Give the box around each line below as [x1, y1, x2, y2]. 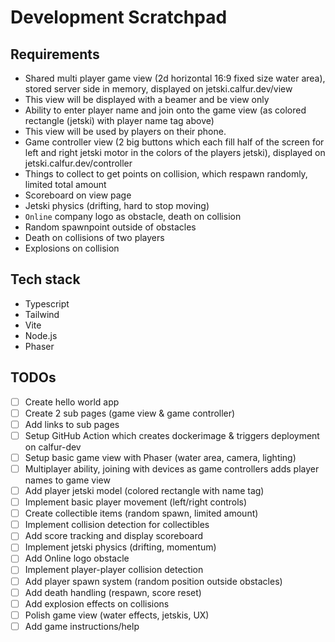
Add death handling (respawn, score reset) [24, 586, 202, 598]
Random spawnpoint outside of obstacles [24, 221, 197, 233]
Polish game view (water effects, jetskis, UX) [24, 609, 210, 621]
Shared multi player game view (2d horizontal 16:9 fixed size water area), [24, 72, 326, 84]
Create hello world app [24, 396, 120, 408]
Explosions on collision [24, 242, 120, 254]
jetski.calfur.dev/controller [24, 157, 133, 169]
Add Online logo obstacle [24, 552, 130, 565]
